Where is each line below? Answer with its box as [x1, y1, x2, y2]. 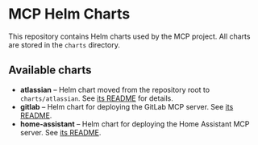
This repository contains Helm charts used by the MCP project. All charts [8, 31, 251, 41]
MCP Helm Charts [8, 5, 131, 23]
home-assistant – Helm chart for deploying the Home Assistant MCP [19, 118, 250, 129]
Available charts [8, 64, 92, 77]
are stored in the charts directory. [8, 39, 121, 49]
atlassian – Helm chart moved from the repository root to [19, 85, 210, 94]
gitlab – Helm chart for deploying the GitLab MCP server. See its [19, 101, 234, 111]
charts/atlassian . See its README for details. [19, 93, 173, 103]
